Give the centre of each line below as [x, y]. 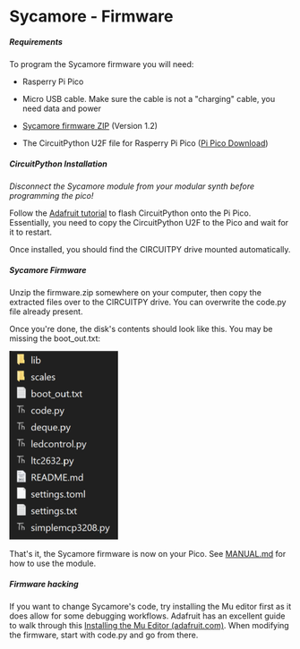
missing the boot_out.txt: [55, 338]
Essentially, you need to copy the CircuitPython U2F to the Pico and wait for [149, 223]
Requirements [36, 41]
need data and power [61, 108]
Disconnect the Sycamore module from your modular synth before [132, 186]
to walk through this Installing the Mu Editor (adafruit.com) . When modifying [149, 626]
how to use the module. [53, 564]
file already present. [46, 312]
